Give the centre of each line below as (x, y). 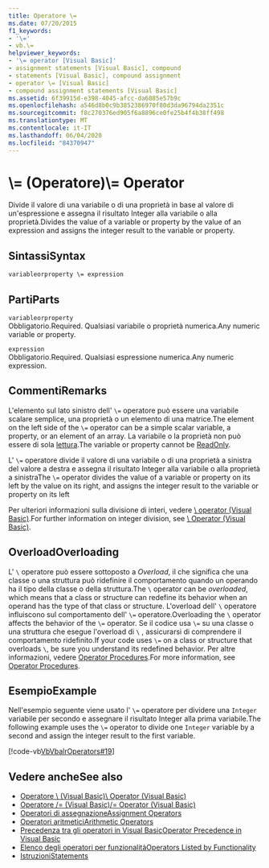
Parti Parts (34, 300)
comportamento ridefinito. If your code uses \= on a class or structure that (130, 640)
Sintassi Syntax (47, 255)
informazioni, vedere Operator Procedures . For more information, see (122, 657)
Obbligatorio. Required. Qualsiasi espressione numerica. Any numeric (121, 357)
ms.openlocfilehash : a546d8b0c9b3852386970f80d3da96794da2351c (116, 105)
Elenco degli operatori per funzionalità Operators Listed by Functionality (138, 847)
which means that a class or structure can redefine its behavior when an (128, 597)
